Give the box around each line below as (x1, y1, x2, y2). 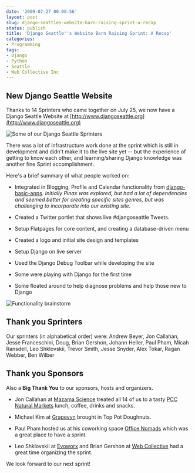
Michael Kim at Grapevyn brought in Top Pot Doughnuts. (14, 413, 152, 421)
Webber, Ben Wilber (6, 352, 55, 359)
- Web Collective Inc (6, 69, 59, 75)
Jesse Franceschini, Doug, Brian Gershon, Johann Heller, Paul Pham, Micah (6, 339, 189, 346)
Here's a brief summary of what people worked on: (6, 172, 130, 179)
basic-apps (14, 190, 42, 197)
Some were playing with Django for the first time (14, 271, 132, 278)
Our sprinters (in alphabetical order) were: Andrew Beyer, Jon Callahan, (6, 333, 179, 340)
